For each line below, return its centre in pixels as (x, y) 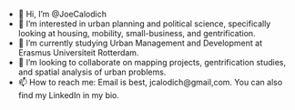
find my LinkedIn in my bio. (69, 95)
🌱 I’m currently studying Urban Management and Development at (140, 43)
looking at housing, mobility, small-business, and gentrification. (137, 33)
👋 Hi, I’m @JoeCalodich (62, 14)
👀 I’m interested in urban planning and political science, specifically (144, 24)
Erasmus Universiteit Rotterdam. (78, 53)
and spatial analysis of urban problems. (92, 72)
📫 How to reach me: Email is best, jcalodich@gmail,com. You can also (150, 82)
